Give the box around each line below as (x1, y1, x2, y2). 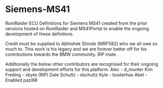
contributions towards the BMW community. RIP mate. (5, 51, 117, 57)
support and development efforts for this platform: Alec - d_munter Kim (5, 66, 153, 72)
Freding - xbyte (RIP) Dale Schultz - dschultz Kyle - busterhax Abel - (5, 71, 147, 77)
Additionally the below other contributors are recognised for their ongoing (5, 61, 158, 67)
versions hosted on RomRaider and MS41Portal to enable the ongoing (5, 25, 149, 31)
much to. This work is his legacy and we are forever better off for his (5, 46, 147, 52)
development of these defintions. (5, 31, 74, 37)
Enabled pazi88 (5, 77, 38, 83)
